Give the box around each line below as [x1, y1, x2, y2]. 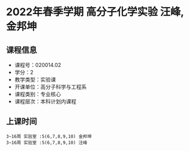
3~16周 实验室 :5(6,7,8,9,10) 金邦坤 [6, 134, 92, 139]
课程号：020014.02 [14, 62, 61, 68]
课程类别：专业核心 [14, 91, 61, 97]
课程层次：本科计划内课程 [14, 98, 77, 105]
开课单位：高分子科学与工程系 [14, 83, 87, 90]
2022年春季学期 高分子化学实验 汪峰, [6, 5, 184, 19]
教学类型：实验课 [14, 76, 56, 83]
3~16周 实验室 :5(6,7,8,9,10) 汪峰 [6, 139, 88, 146]
